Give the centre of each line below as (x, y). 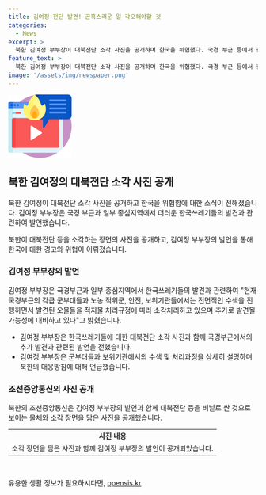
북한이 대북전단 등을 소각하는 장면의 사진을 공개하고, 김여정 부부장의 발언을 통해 (131, 239)
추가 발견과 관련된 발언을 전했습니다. (76, 346)
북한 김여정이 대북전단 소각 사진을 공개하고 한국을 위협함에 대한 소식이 (116, 203)
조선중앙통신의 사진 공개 (51, 389)
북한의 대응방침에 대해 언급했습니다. (75, 366)
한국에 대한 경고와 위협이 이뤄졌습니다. (67, 249)
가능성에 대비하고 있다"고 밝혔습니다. (65, 320)
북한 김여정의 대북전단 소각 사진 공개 (91, 182)
